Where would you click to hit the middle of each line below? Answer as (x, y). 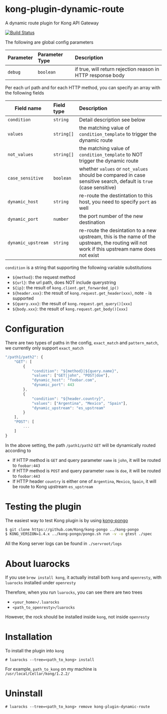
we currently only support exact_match (44, 348)
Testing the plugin (43, 506)
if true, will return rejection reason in (117, 69)
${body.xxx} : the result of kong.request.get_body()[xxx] (70, 309)
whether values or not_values (113, 169)
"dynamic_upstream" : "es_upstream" (69, 408)
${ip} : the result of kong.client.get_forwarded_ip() (66, 287)
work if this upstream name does (117, 249)
